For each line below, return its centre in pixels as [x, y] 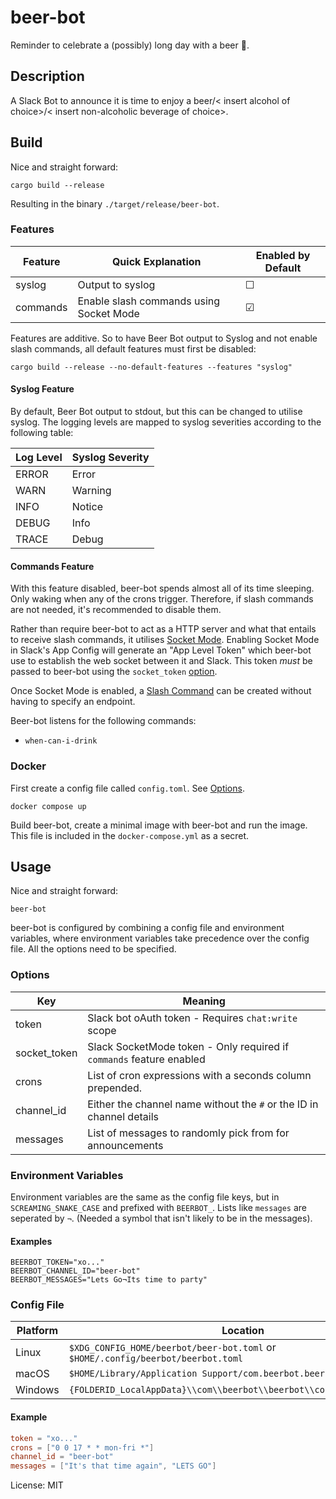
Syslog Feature [42, 389]
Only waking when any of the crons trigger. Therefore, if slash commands [162, 599]
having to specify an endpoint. [73, 702]
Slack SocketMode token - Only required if [188, 1046]
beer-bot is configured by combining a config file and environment [147, 928]
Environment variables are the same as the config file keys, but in [145, 1197]
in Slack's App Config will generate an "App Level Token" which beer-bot [161, 650]
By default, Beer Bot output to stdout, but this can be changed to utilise [156, 412]
